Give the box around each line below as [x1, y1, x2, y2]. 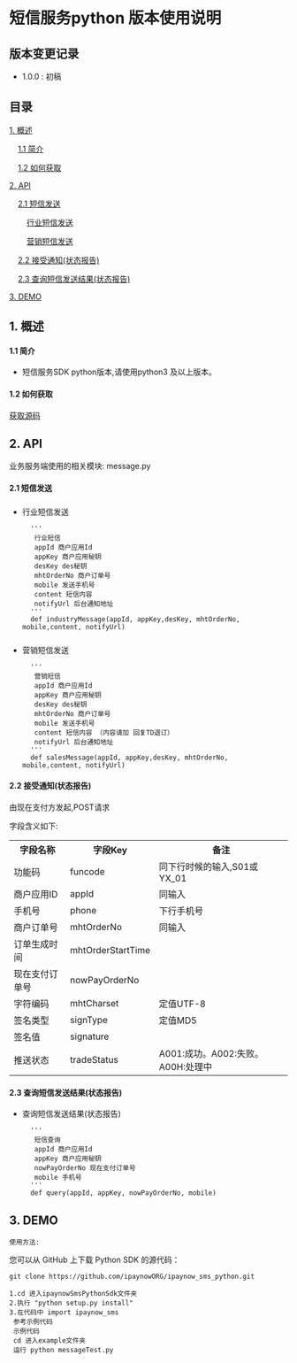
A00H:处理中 [158, 1060, 213, 1073]
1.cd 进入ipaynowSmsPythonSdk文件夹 [9, 1289, 138, 1298]
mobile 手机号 [34, 1174, 82, 1182]
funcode [70, 865, 105, 877]
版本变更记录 [9, 46, 80, 61]
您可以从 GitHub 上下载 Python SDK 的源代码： [9, 1254, 180, 1265]
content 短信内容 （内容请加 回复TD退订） [34, 728, 174, 737]
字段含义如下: [9, 820, 59, 831]
